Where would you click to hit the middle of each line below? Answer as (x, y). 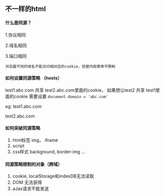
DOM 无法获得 (27, 182)
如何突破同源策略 (23, 128)
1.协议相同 (15, 34)
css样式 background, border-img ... (49, 152)
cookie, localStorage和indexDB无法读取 (53, 176)
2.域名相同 (16, 45)
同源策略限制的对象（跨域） (34, 164)
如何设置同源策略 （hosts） (34, 78)
